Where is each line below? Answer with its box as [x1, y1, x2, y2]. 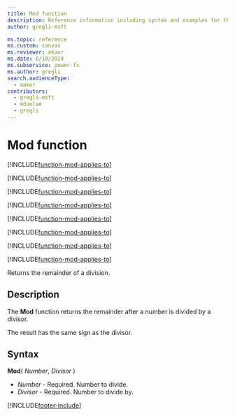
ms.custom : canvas [7, 43, 61, 50]
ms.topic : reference [7, 36, 68, 43]
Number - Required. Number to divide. [17, 380, 128, 389]
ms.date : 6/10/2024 [7, 55, 64, 63]
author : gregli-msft [7, 23, 68, 30]
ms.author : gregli [7, 68, 61, 75]
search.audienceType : [7, 75, 71, 82]
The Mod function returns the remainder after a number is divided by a [7, 307, 211, 315]
